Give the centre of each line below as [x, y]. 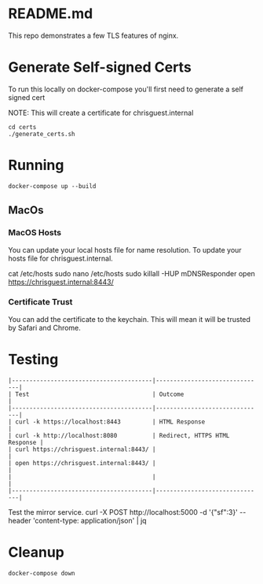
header [20, 520]
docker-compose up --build [52, 186]
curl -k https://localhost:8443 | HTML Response [110, 422]
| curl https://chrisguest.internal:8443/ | [82, 449]
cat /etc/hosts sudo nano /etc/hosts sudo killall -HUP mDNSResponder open [131, 273]
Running [36, 165]
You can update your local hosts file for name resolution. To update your [125, 249]
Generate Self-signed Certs [100, 67]
